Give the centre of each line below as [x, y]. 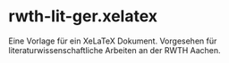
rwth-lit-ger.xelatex [83, 16]
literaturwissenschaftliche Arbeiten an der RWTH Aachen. [114, 50]
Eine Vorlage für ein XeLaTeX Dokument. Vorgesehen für [113, 41]
